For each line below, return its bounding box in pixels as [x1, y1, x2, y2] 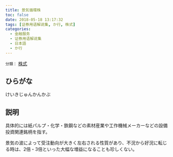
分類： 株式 [5, 60, 27, 67]
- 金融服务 [10, 31, 30, 36]
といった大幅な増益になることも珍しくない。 [42, 146, 137, 152]
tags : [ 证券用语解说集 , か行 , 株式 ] [5, 22, 76, 27]
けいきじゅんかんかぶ [5, 91, 50, 97]
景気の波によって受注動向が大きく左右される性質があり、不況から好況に [5, 140, 159, 146]
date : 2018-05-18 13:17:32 [5, 17, 63, 22]
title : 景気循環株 [5, 7, 41, 13]
